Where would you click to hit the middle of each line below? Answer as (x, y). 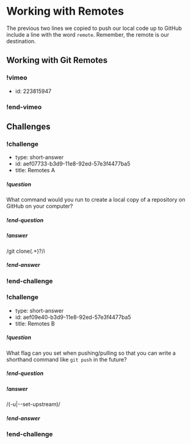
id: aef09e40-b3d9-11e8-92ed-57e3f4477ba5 (73, 317)
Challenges (28, 126)
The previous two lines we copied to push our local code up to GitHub (94, 28)
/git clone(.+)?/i (26, 251)
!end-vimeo (24, 107)
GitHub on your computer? (40, 206)
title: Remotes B (35, 323)
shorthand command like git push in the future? (67, 359)
